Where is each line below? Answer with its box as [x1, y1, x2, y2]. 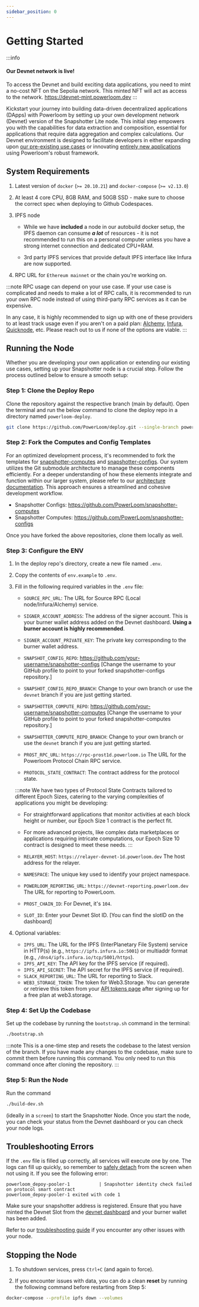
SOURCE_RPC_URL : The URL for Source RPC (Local [23, 595, 141, 602]
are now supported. [23, 260, 72, 267]
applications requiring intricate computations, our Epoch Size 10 [23, 835, 179, 842]
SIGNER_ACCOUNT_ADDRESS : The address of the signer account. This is [23, 612, 188, 620]
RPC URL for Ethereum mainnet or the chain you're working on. [14, 271, 167, 278]
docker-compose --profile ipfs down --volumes [6, 1295, 123, 1301]
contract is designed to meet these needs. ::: [23, 841, 133, 849]
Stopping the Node [6, 1250, 77, 1260]
